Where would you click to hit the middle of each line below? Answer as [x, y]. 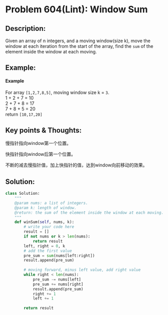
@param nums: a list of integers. [51, 203]
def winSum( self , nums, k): [44, 222]
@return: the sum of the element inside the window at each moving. [89, 212]
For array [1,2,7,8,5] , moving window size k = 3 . [57, 92]
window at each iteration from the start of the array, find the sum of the [79, 46]
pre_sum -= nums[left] [57, 279]
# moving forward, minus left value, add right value [82, 270]
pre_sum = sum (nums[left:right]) [59, 255]
